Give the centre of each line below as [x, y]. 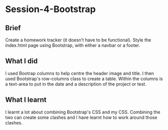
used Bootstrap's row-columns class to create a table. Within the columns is [84, 79]
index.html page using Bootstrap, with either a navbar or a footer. [73, 45]
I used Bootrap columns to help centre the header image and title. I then [80, 73]
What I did [21, 61]
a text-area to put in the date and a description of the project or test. [76, 84]
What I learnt [26, 100]
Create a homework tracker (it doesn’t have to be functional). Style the [78, 40]
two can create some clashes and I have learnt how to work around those [81, 117]
